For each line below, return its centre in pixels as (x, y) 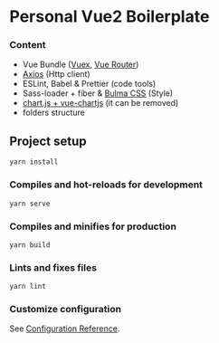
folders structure (54, 113)
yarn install (34, 162)
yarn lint (28, 287)
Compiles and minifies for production (93, 226)
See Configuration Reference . (65, 329)
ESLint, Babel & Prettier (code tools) (89, 84)
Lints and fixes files (53, 267)
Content (28, 45)
